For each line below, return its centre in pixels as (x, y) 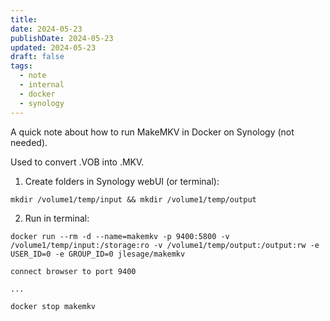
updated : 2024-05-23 (53, 47)
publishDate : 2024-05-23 (62, 38)
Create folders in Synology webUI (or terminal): (122, 181)
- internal (42, 85)
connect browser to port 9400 (73, 271)
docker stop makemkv (53, 306)
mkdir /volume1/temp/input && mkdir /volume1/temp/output (133, 199)
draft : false (37, 57)
